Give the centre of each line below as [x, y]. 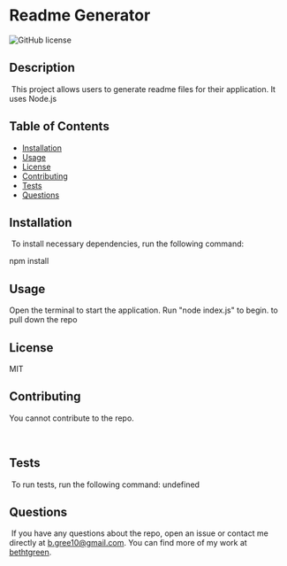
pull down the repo [43, 320]
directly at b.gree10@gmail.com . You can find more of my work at [128, 543]
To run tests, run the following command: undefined [106, 485]
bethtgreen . [30, 552]
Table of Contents [60, 126]
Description [42, 68]
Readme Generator [80, 16]
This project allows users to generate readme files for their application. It [143, 89]
